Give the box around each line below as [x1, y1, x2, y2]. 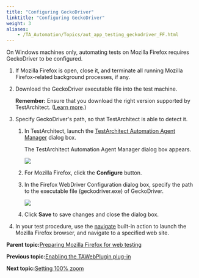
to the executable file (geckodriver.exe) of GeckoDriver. [24, 187, 164, 195]
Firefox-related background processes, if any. [15, 73, 131, 81]
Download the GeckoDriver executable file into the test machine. [15, 85, 178, 92]
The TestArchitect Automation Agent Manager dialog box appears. [24, 146, 192, 153]
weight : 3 [6, 20, 32, 26]
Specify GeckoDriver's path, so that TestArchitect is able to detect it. [15, 116, 188, 123]
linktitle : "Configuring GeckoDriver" [6, 15, 105, 21]
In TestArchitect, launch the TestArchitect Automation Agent [24, 127, 176, 135]
